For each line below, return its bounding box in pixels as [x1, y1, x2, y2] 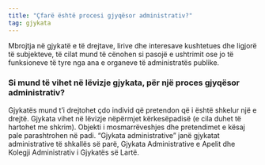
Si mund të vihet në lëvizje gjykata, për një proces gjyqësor [8, 77, 240, 88]
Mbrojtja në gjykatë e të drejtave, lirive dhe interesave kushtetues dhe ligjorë [8, 40, 257, 50]
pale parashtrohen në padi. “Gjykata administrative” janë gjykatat [8, 130, 220, 140]
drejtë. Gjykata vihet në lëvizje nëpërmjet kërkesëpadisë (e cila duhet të [8, 113, 242, 123]
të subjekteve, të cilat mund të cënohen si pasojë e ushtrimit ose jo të [8, 49, 234, 59]
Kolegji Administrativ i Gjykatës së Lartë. [8, 148, 140, 157]
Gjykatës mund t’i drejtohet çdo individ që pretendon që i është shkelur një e [8, 105, 257, 115]
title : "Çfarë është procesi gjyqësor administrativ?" [8, 11, 193, 20]
